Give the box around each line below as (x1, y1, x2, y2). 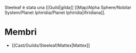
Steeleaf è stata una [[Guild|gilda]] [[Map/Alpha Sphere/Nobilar (4, 5, 132, 10)
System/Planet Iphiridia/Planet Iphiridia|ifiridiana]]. (4, 10, 106, 15)
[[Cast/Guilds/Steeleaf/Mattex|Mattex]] (11, 42, 90, 48)
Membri (4, 26, 37, 38)
